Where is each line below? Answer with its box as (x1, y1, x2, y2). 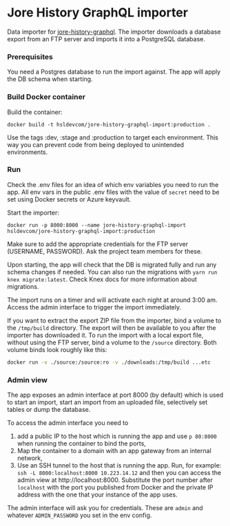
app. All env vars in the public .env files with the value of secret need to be (7, 188, 220, 196)
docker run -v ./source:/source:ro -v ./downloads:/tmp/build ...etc (7, 359, 211, 366)
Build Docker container (7, 92, 86, 102)
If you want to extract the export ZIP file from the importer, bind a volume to (7, 316, 222, 325)
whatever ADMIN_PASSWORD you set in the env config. (7, 511, 152, 519)
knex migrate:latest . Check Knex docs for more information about (7, 275, 198, 283)
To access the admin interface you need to (7, 419, 129, 427)
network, (17, 454, 43, 462)
